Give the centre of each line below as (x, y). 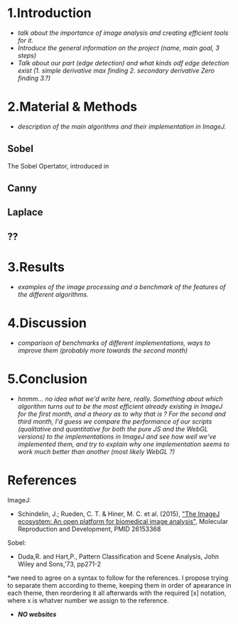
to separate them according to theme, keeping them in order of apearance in (119, 585)
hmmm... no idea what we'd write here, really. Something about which (120, 399)
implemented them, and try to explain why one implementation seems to (123, 444)
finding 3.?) (34, 78)
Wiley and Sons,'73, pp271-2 (59, 564)
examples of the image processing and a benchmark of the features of (121, 286)
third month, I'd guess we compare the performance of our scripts (115, 421)
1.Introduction (49, 13)
